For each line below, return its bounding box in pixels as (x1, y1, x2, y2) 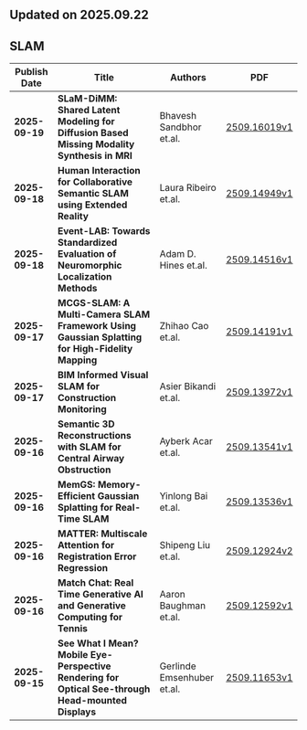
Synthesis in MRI (58, 150, 132, 163)
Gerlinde (159, 660, 196, 672)
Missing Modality (58, 138, 135, 151)
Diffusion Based (58, 127, 130, 140)
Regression (58, 562, 108, 575)
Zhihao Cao (159, 320, 209, 333)
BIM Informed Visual (58, 369, 149, 382)
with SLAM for (58, 440, 122, 453)
